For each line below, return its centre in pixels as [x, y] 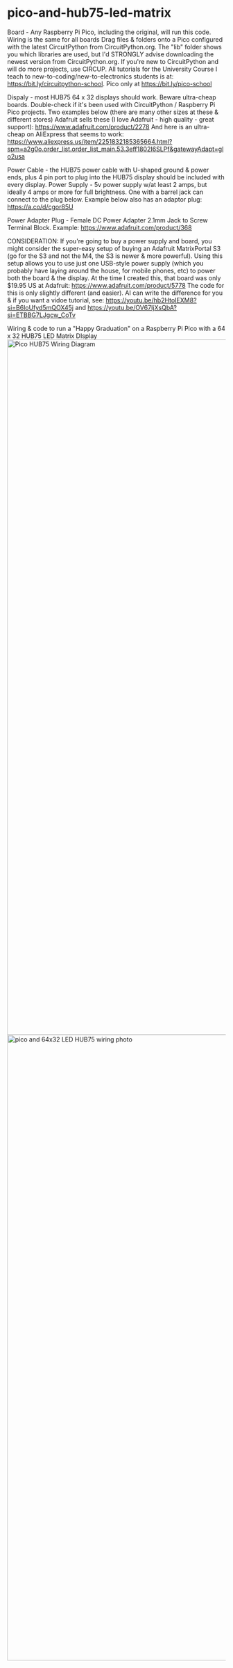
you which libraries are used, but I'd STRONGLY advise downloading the [111, 54]
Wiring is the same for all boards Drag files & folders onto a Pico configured [115, 39]
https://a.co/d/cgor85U [41, 207]
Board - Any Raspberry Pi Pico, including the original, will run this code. [109, 32]
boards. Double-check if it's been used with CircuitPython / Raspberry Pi [111, 104]
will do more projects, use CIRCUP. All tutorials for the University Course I [112, 69]
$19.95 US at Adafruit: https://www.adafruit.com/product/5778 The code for [116, 285]
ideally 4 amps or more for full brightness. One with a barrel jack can [105, 192]
